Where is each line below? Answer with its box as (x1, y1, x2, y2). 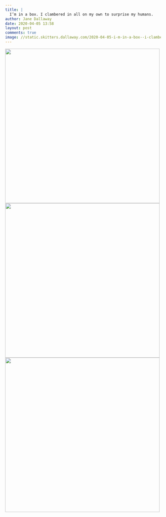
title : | (5, 7, 23, 12)
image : (5, 35, 19, 40)
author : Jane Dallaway (5, 16, 52, 21)
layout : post (5, 26, 32, 31)
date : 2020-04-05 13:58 (5, 21, 54, 26)
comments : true (5, 30, 37, 35)
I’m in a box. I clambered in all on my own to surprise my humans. (9, 12, 154, 17)
